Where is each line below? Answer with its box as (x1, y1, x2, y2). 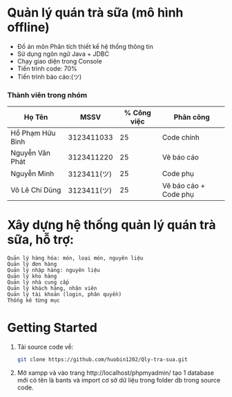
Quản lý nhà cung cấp (7, 279, 70, 286)
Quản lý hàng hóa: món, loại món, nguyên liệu (7, 255, 144, 262)
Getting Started (7, 320, 98, 336)
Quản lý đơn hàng (7, 261, 57, 268)
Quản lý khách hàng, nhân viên (7, 285, 97, 292)
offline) (7, 19, 50, 35)
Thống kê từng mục (7, 297, 60, 304)
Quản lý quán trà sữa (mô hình (7, 5, 184, 21)
